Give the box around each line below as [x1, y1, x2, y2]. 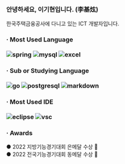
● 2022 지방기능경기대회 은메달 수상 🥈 [6, 143, 98, 151]
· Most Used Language [6, 35, 73, 44]
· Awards [6, 129, 33, 137]
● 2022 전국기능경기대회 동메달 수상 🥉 [6, 151, 98, 158]
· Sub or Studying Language [6, 67, 90, 75]
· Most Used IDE [6, 98, 54, 106]
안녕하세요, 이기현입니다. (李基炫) [6, 5, 99, 13]
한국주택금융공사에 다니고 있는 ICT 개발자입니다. [6, 20, 120, 28]
